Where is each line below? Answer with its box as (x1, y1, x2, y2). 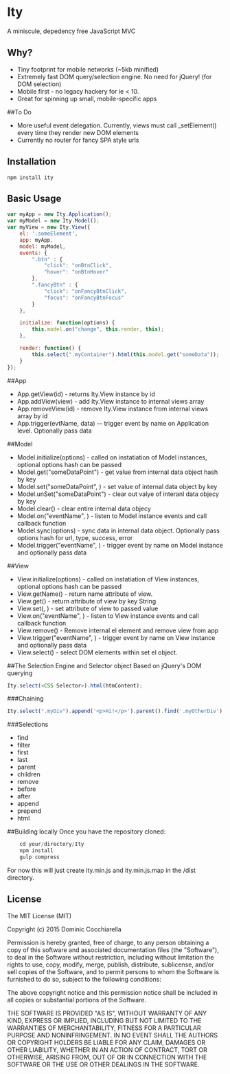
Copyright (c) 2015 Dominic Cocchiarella (7, 925, 122, 933)
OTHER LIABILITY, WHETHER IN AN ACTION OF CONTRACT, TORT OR (7, 1045, 207, 1054)
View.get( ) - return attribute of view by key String (16, 597, 157, 605)
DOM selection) (16, 80, 62, 88)
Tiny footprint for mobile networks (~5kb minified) (16, 65, 159, 73)
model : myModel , (19, 242, 67, 250)
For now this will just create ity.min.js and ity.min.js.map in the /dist (7, 866, 196, 874)
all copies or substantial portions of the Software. (7, 995, 146, 1004)
